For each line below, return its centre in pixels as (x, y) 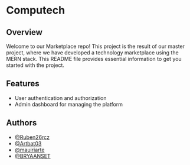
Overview (24, 32)
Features (23, 84)
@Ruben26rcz (32, 137)
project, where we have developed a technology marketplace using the (92, 53)
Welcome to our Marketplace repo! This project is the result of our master (95, 46)
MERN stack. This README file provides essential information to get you (94, 59)
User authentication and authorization (61, 98)
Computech (36, 10)
